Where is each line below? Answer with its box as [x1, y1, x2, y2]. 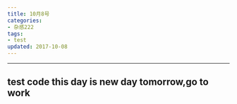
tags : [7, 30, 23, 37]
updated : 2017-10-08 [7, 43, 68, 50]
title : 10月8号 [7, 10, 50, 18]
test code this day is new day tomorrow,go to [7, 76, 209, 88]
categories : [7, 17, 42, 24]
